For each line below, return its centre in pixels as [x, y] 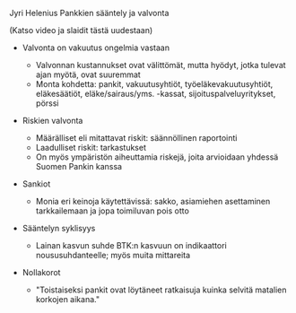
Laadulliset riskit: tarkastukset [91, 148]
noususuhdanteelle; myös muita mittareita [113, 255]
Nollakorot [41, 272]
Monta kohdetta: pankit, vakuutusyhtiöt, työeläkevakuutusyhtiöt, [154, 84]
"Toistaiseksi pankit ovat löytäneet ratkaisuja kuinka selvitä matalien [161, 290]
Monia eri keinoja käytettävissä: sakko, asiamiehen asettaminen [153, 201]
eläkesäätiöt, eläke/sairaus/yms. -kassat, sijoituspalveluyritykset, [156, 94]
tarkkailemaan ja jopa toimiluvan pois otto [113, 211]
